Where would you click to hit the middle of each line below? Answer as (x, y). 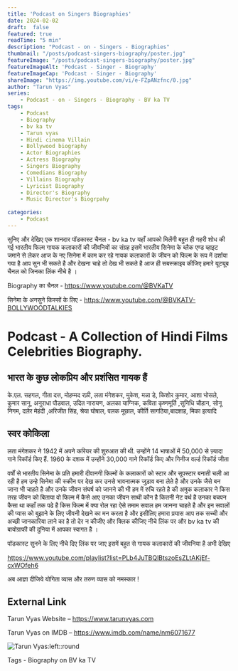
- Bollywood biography (54, 147)
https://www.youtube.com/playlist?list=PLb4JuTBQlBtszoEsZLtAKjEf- (109, 558)
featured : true (30, 34)
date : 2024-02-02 (33, 21)
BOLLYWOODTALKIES (40, 307)
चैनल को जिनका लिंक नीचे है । (42, 271)
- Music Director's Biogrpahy (65, 199)
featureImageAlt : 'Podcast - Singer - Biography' (82, 67)
